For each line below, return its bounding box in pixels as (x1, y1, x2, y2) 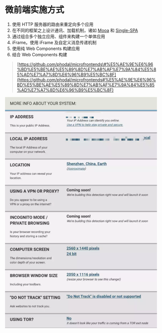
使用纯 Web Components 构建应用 (12, 46, 80, 51)
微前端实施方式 (5, 4, 65, 16)
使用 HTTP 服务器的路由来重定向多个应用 (12, 21, 94, 27)
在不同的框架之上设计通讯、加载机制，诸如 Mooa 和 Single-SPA (12, 27, 138, 33)
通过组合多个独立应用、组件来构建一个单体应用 (12, 33, 105, 39)
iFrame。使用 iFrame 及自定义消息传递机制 (12, 39, 97, 45)
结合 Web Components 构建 (12, 51, 67, 57)
